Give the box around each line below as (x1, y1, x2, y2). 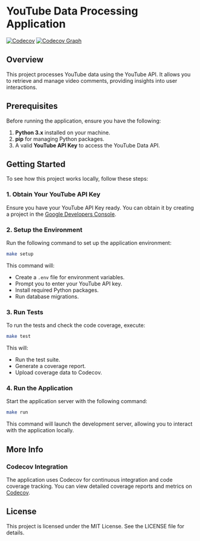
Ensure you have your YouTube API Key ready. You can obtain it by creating (6, 204, 195, 211)
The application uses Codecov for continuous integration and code (6, 476, 173, 483)
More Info (6, 444, 44, 455)
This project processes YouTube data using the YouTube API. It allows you (6, 71, 191, 78)
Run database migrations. (15, 293, 79, 300)
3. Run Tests (6, 308, 44, 316)
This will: (6, 345, 28, 352)
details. (6, 529, 25, 536)
